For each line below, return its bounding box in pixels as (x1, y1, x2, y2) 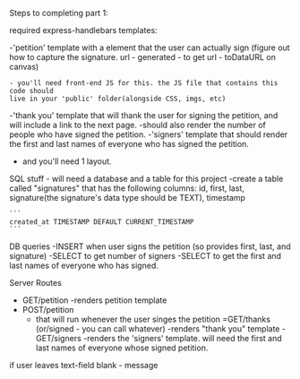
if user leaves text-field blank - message (9, 360, 159, 370)
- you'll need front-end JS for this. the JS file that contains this (9, 79, 279, 88)
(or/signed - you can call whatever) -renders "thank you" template (35, 323, 280, 334)
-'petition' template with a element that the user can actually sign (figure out (9, 42, 290, 53)
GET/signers (35, 333, 82, 343)
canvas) (9, 62, 39, 72)
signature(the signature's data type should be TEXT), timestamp (9, 193, 246, 202)
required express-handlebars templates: (9, 25, 159, 35)
